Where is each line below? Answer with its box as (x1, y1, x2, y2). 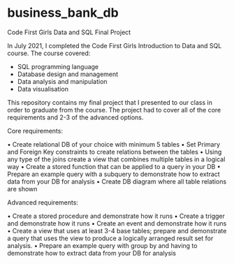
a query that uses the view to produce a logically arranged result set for (7, 234, 214, 242)
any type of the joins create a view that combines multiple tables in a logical (7, 155, 226, 163)
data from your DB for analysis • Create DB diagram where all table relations (7, 177, 227, 186)
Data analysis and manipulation (17, 77, 108, 85)
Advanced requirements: (7, 198, 79, 207)
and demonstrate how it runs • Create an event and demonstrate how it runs (7, 219, 227, 228)
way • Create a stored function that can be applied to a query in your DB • (7, 162, 221, 170)
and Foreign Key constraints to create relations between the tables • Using (7, 147, 222, 156)
